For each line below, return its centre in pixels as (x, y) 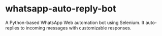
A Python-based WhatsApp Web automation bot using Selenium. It (75, 22)
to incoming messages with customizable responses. (76, 27)
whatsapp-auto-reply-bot (61, 9)
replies (12, 27)
